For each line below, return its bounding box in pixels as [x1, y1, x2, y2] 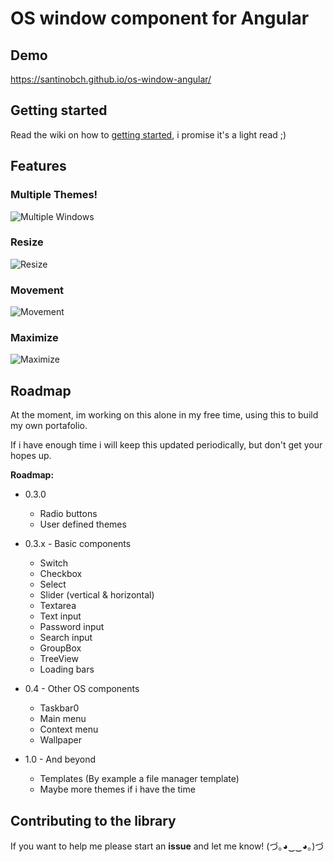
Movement [10, 283, 65, 297]
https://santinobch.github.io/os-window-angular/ [10, 73, 212, 85]
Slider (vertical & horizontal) [39, 589, 155, 601]
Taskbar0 [39, 702, 80, 714]
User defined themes [39, 518, 127, 531]
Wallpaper [39, 734, 82, 746]
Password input [39, 621, 105, 633]
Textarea [39, 600, 77, 612]
